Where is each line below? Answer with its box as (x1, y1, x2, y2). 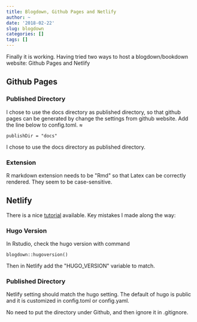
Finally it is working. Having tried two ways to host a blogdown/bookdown (6, 53, 189, 60)
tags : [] (6, 37, 28, 43)
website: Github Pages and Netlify (6, 59, 90, 67)
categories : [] (6, 31, 44, 37)
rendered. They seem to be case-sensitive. (6, 178, 113, 185)
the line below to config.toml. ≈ (6, 121, 83, 128)
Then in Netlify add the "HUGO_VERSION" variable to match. (6, 262, 156, 270)
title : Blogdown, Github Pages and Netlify (6, 8, 117, 15)
